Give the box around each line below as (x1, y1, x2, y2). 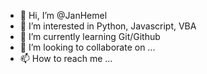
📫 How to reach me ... (19, 53, 113, 64)
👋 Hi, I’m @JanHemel (19, 10, 108, 21)
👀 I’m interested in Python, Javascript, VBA (19, 20, 197, 32)
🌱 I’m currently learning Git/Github (19, 31, 161, 42)
